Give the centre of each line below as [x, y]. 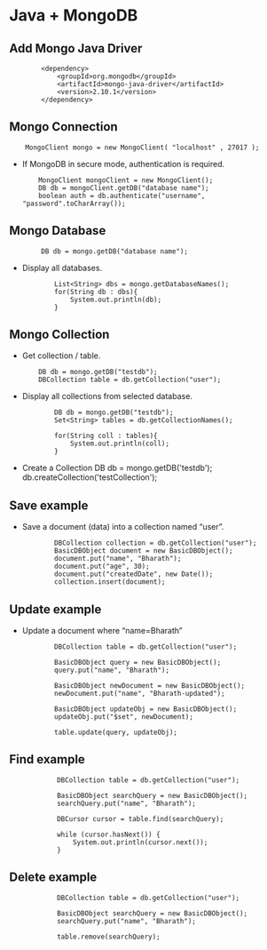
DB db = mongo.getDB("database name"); [115, 251]
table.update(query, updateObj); [116, 733]
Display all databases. [62, 267]
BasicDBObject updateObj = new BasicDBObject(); [146, 709]
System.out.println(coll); [120, 444]
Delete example [53, 878]
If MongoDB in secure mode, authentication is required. [123, 164]
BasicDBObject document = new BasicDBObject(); [144, 551]
